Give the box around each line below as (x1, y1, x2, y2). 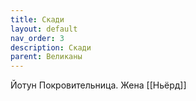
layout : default (10, 24, 78, 34)
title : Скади (10, 14, 65, 25)
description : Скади (10, 42, 92, 53)
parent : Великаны (10, 52, 83, 62)
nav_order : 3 (10, 33, 65, 43)
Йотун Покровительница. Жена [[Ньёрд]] (10, 79, 187, 91)
